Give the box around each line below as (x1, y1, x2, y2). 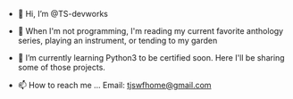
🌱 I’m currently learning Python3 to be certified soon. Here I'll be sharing (17, 53, 285, 62)
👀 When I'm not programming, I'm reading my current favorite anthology (17, 26, 284, 36)
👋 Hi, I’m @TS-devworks (17, 9, 109, 19)
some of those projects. (17, 62, 105, 72)
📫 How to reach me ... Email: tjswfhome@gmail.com (17, 80, 212, 90)
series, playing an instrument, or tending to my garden (17, 36, 218, 45)
